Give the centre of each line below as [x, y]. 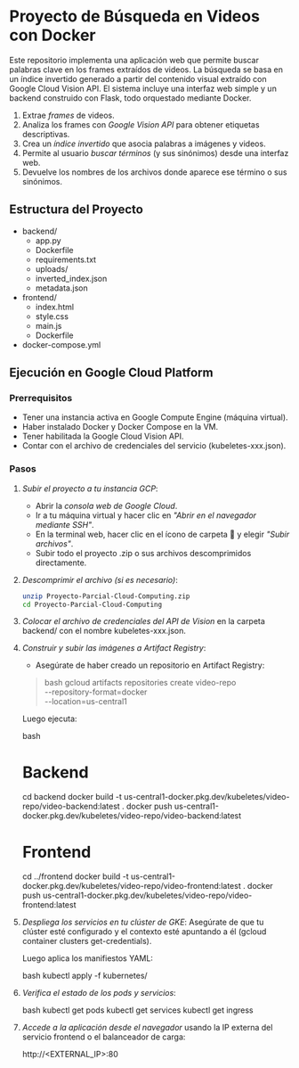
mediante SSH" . [65, 524]
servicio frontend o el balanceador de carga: [104, 1037]
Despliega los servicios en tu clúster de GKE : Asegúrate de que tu [143, 922]
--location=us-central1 [85, 702]
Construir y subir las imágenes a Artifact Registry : [114, 648]
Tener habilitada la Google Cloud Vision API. [103, 436]
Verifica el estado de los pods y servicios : [99, 993]
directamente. [61, 563]
